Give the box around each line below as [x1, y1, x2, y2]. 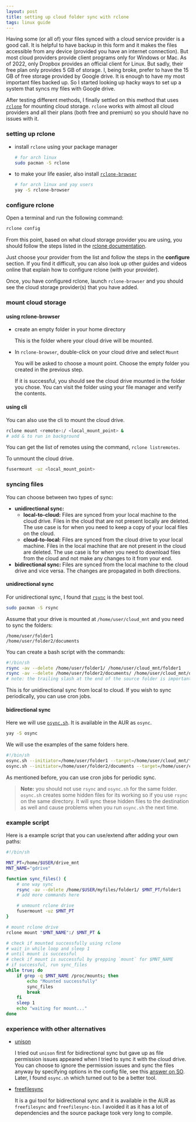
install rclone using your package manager [14, 143, 118, 150]
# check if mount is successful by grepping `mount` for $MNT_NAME [6, 956, 174, 963]
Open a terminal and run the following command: [6, 214, 124, 221]
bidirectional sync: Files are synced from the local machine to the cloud [14, 561, 188, 568]
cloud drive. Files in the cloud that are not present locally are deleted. [23, 517, 190, 524]
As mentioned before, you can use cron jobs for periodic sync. [6, 774, 156, 781]
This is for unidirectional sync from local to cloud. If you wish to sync [6, 687, 171, 694]
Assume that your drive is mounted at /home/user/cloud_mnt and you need [6, 615, 184, 622]
